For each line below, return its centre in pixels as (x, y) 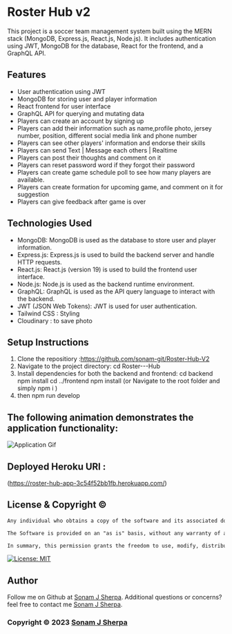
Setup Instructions (48, 342)
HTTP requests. (39, 262)
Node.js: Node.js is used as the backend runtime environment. (106, 284)
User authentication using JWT (61, 91)
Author (22, 580)
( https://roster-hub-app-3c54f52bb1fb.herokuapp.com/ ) (87, 483)
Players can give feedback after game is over (81, 202)
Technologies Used (49, 223)
